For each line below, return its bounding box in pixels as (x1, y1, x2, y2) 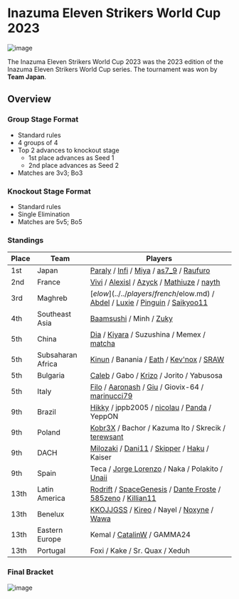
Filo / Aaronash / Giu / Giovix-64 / (90, 382, 204, 392)
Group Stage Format (7, 115, 79, 124)
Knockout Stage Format (7, 186, 91, 196)
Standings (7, 235, 44, 245)
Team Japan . (7, 73, 47, 81)
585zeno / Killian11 (90, 493, 156, 503)
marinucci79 (90, 391, 133, 401)
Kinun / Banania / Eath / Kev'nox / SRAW (90, 354, 225, 364)
